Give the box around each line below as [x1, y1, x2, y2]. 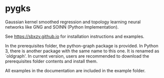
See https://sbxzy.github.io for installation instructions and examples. [5, 33, 144, 39]
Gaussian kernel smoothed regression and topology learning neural [5, 19, 141, 25]
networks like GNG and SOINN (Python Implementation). [5, 24, 119, 30]
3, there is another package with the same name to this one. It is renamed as [5, 48, 160, 54]
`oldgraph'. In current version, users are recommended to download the [5, 53, 149, 59]
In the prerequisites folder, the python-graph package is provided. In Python [5, 43, 159, 48]
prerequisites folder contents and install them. [5, 58, 98, 64]
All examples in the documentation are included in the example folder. [5, 67, 146, 73]
